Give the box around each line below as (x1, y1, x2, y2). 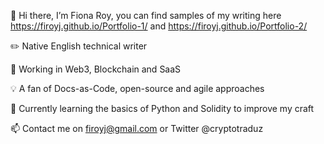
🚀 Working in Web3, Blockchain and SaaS (10, 63, 182, 75)
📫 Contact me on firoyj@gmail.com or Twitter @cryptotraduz (10, 123, 264, 134)
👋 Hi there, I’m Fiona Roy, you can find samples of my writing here (10, 10, 282, 21)
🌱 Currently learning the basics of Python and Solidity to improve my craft (10, 103, 315, 114)
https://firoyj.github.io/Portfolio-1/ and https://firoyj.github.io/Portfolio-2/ (10, 20, 308, 32)
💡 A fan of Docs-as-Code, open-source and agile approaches (10, 83, 265, 94)
